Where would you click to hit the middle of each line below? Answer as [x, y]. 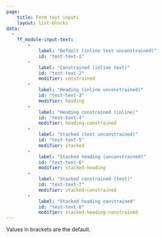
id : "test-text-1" [61, 56]
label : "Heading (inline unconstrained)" [91, 90]
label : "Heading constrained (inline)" [88, 112]
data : [13, 28]
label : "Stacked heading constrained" [87, 201]
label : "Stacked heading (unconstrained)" [92, 156]
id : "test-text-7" [61, 185]
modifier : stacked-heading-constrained [88, 213]
